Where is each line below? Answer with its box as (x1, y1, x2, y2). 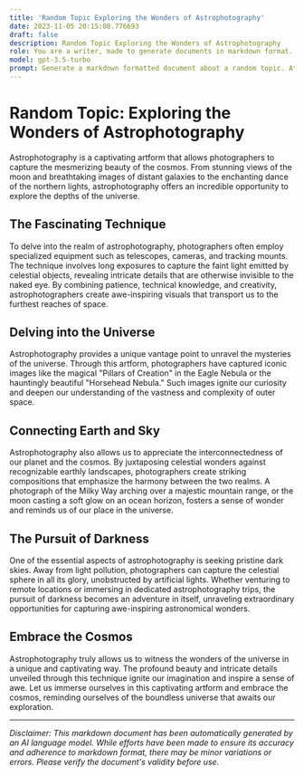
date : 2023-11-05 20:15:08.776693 (9, 22, 140, 31)
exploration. (9, 701, 54, 712)
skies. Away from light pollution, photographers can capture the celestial (9, 565, 280, 576)
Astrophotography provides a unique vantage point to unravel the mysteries (9, 349, 291, 359)
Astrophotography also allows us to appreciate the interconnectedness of (9, 447, 283, 458)
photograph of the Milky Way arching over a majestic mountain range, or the (9, 485, 294, 496)
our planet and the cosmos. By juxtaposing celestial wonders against (9, 456, 267, 467)
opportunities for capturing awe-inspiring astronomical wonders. (9, 603, 251, 614)
